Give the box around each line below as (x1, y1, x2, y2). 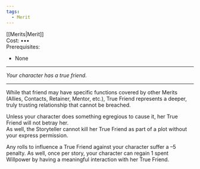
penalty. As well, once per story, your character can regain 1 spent (6, 149, 168, 157)
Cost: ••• (6, 37, 30, 44)
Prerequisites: (6, 43, 40, 50)
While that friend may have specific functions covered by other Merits (6, 88, 177, 95)
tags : (6, 8, 20, 15)
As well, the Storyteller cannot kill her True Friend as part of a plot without (6, 125, 187, 132)
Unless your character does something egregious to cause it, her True (6, 113, 179, 120)
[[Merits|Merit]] (6, 30, 44, 37)
